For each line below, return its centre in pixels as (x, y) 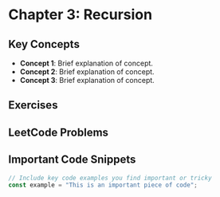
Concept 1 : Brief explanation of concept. (86, 63)
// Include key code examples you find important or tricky (110, 178)
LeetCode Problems (59, 132)
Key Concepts (44, 44)
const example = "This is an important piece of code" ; (103, 185)
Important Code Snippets (72, 160)
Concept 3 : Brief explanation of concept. (87, 80)
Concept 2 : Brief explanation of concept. (87, 72)
